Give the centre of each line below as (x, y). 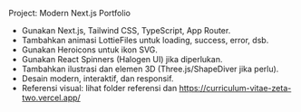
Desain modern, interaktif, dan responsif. (97, 79)
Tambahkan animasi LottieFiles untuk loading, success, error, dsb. (145, 40)
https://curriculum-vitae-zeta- (235, 88)
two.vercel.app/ (51, 98)
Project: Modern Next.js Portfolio (69, 13)
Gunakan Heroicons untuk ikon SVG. (89, 50)
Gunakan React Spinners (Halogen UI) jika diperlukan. (122, 59)
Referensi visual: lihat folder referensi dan (99, 88)
